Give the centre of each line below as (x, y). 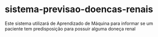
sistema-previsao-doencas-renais (79, 9)
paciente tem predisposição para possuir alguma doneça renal (70, 28)
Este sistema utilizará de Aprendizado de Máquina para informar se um (79, 23)
